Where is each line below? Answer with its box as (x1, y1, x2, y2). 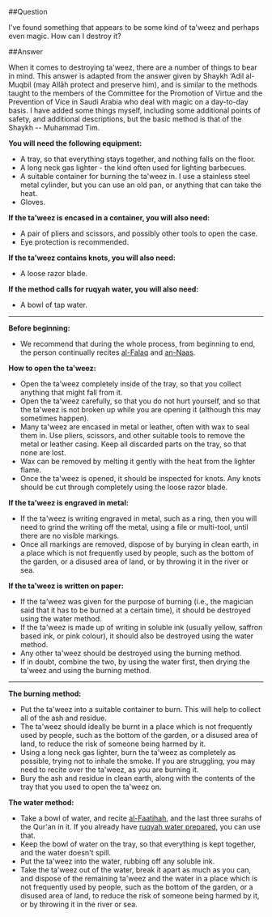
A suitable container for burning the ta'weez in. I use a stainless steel (19, 172, 251, 181)
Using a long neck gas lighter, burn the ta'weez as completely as (19, 748, 236, 757)
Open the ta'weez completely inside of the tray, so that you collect (19, 379, 242, 388)
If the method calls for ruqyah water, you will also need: (8, 284, 199, 294)
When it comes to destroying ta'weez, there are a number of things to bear (8, 62, 257, 72)
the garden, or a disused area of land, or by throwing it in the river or (19, 557, 249, 566)
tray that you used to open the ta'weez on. (19, 782, 162, 791)
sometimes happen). (19, 413, 89, 423)
